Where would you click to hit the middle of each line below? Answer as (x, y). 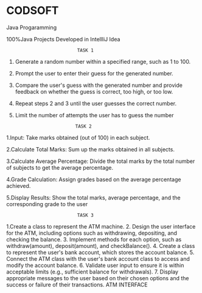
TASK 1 (85, 50)
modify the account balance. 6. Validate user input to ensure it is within (95, 265)
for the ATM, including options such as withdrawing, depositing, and (92, 233)
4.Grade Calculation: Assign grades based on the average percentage (94, 179)
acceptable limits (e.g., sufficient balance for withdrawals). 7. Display (92, 272)
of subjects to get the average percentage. (60, 167)
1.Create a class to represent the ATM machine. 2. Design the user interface (101, 226)
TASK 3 (85, 215)
